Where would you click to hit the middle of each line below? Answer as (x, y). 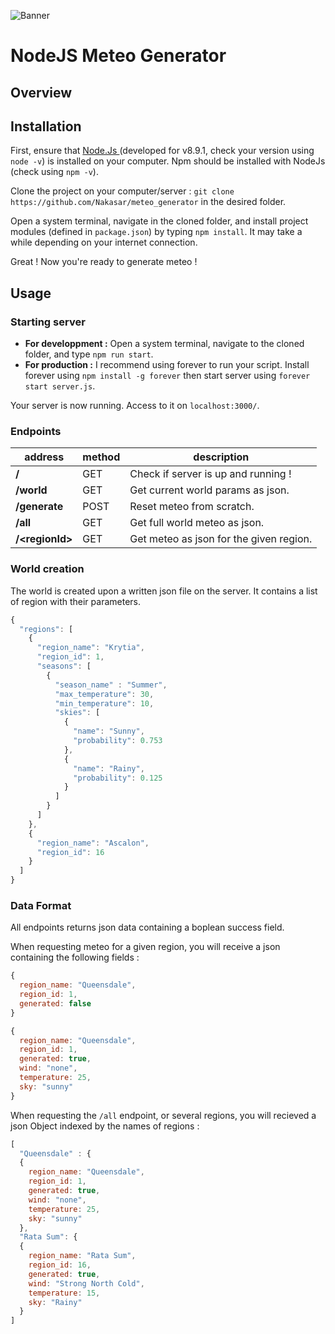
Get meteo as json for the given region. (221, 539)
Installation (46, 126)
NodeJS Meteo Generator (118, 56)
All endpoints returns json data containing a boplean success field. (147, 927)
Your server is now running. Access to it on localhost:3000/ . (135, 406)
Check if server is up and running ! (210, 474)
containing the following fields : (75, 957)
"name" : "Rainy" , (109, 768)
